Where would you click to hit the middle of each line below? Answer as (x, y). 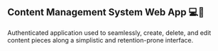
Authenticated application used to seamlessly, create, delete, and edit (109, 32)
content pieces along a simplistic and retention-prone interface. (100, 40)
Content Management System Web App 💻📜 (106, 12)
